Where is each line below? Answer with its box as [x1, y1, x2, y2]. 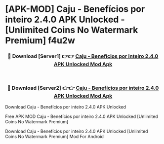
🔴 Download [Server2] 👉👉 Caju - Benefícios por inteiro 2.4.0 [7, 85, 159, 92]
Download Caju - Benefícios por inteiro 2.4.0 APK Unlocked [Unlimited [5, 128, 148, 134]
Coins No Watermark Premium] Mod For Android [5, 133, 104, 139]
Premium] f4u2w [5, 35, 76, 46]
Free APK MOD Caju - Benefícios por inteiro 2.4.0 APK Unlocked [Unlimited [5, 113, 158, 119]
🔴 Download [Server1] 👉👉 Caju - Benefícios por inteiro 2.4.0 [7, 53, 159, 60]
